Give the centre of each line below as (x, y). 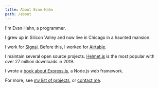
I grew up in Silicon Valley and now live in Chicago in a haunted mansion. (78, 37)
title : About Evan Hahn (29, 9)
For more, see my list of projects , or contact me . (53, 80)
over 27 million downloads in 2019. (40, 61)
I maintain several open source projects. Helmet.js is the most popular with (80, 56)
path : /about (18, 14)
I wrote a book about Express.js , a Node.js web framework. (64, 70)
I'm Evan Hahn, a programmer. (35, 28)
